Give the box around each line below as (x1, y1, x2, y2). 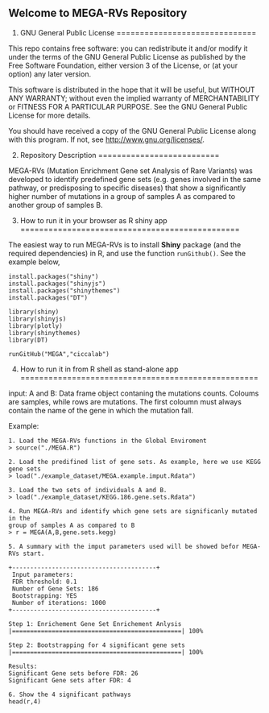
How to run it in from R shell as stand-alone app (19, 364, 179, 374)
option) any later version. (8, 68, 91, 79)
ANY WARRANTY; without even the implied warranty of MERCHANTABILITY (8, 93, 260, 103)
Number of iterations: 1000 (11, 599, 106, 607)
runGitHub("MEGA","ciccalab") (8, 350, 110, 358)
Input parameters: (11, 570, 74, 578)
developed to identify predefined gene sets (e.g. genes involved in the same (8, 174, 262, 184)
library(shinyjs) (8, 314, 67, 323)
